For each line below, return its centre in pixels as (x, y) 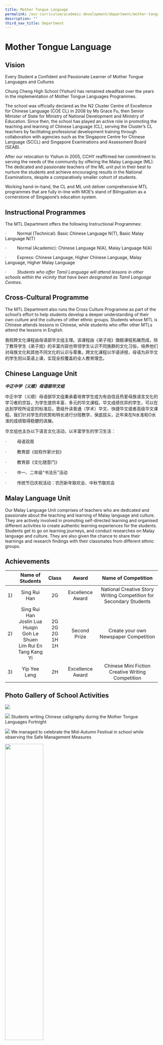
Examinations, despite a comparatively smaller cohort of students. (71, 177)
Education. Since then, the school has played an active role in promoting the (81, 122)
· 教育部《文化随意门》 (32, 462)
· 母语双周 (20, 441)
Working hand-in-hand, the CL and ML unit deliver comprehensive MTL (76, 187)
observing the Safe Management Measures (48, 737)
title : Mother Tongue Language (37, 9)
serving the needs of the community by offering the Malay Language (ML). (80, 162)
